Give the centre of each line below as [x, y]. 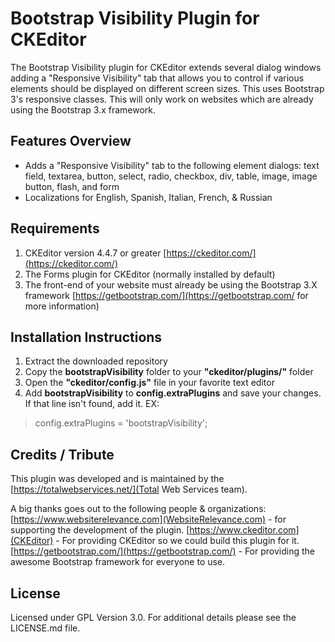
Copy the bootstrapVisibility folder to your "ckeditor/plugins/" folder [169, 372]
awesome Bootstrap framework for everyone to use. [118, 562]
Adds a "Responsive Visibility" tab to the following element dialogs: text [172, 165]
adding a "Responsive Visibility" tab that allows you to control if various [157, 78]
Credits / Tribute [62, 454]
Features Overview [71, 141]
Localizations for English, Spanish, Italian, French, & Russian [148, 197]
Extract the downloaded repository [96, 361]
